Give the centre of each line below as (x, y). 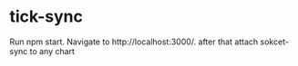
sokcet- (275, 42)
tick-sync (46, 17)
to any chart (52, 51)
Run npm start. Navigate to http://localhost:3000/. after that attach (134, 42)
